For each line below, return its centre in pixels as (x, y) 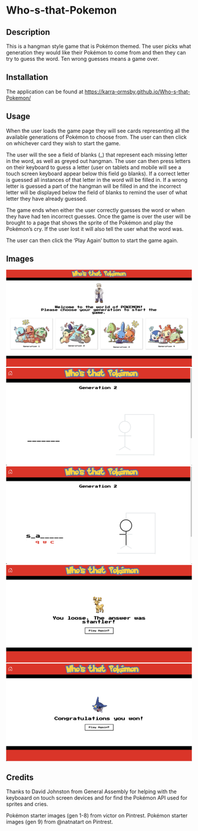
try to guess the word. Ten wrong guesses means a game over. (82, 59)
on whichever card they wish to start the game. (63, 143)
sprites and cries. (27, 804)
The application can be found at (45, 92)
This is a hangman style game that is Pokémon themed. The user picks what (99, 46)
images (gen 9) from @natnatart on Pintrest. (60, 822)
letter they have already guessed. (47, 198)
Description (28, 32)
